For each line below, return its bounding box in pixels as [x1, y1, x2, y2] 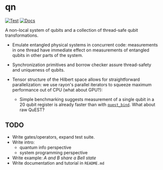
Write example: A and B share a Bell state [12, 155, 96, 161]
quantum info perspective [19, 144, 72, 150]
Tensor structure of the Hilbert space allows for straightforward [12, 76, 140, 82]
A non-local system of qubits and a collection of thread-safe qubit [5, 27, 139, 33]
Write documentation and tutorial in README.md [12, 160, 104, 166]
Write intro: [12, 139, 35, 145]
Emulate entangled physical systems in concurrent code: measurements [12, 42, 158, 48]
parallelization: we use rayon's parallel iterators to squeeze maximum [12, 81, 152, 87]
